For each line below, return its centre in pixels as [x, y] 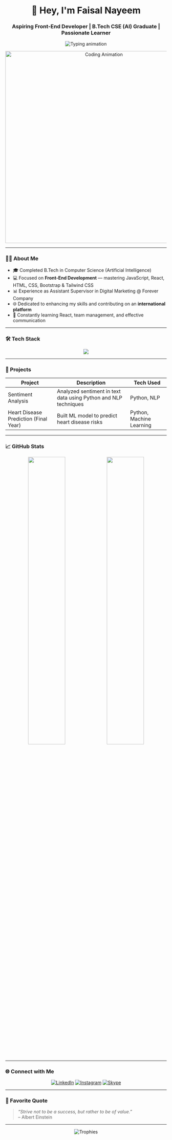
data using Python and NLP [90, 398]
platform [22, 309]
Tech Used [147, 383]
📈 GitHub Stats [25, 447]
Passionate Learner [86, 33]
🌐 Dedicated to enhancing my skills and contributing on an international [89, 304]
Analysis [18, 401]
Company [23, 298]
